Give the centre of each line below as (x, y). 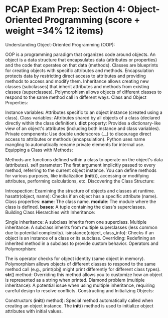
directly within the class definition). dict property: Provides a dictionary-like (83, 123)
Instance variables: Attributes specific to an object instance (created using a (84, 112)
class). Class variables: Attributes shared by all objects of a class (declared (83, 117)
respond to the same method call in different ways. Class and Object (76, 97)
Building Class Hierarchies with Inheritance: (50, 212)
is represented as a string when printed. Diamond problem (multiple (75, 280)
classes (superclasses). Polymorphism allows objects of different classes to (83, 92)
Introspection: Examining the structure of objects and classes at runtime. (80, 190)
